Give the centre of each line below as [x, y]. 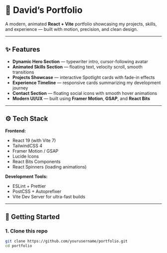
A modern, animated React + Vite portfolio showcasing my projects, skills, [81, 24]
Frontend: [16, 131]
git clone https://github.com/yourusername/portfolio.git [66, 241]
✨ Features [23, 49]
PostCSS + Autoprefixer [37, 191]
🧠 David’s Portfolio [44, 10]
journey [20, 88]
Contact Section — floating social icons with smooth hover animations [85, 93]
